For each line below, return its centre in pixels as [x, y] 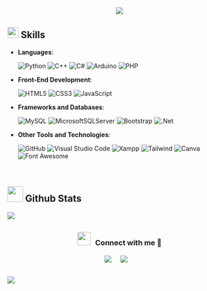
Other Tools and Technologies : [64, 134]
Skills [33, 35]
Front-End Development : [55, 79]
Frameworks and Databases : [61, 107]
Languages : [36, 52]
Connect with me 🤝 [128, 243]
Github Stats [53, 199]
